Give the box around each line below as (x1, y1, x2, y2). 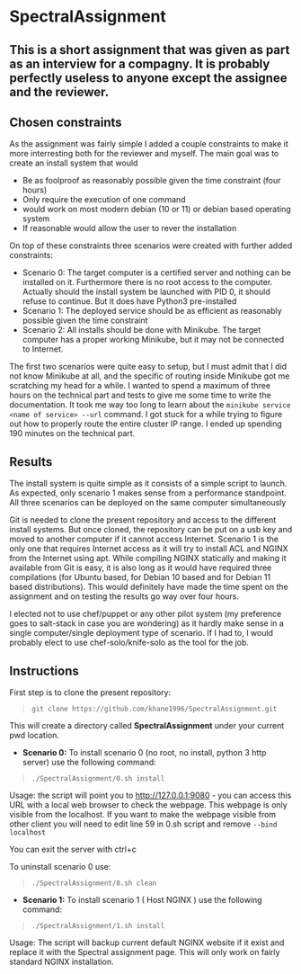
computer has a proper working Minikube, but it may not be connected (22, 335, 285, 345)
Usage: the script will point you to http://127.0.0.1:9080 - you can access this (9, 790, 292, 801)
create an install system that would (9, 157, 138, 168)
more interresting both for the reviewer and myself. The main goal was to (9, 148, 279, 159)
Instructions (9, 663, 79, 678)
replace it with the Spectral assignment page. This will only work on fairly (9, 947, 280, 958)
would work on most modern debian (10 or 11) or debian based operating (22, 204, 292, 215)
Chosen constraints (9, 114, 123, 130)
